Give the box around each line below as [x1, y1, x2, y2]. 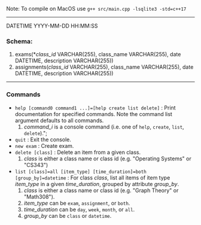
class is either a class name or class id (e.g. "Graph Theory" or [23, 187, 179, 194]
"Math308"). [23, 193, 55, 200]
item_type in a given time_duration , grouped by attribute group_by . [14, 180, 179, 187]
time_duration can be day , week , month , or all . [23, 206, 135, 213]
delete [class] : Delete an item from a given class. [14, 148, 141, 156]
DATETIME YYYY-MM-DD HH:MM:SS [6, 22, 98, 29]
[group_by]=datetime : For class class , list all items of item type [14, 174, 170, 181]
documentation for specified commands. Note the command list [14, 110, 172, 117]
